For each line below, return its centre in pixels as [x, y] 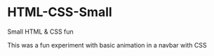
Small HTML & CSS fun [40, 31]
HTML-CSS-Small [60, 12]
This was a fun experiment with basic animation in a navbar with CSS [107, 45]
